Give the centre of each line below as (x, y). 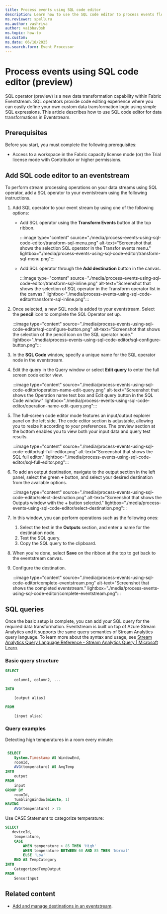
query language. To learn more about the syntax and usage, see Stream (79, 637)
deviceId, (22, 832)
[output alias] (30, 698)
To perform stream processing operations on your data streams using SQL (81, 187)
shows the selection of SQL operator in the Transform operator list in (90, 289)
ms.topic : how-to (23, 33)
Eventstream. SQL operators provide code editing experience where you (79, 101)
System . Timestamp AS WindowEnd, (47, 758)
